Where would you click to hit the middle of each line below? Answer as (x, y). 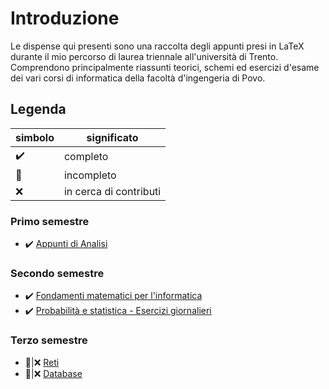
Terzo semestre (49, 340)
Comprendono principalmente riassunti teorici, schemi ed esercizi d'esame (165, 67)
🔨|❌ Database (53, 373)
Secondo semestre (57, 273)
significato (112, 137)
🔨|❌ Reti (42, 362)
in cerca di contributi (112, 191)
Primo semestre (50, 221)
